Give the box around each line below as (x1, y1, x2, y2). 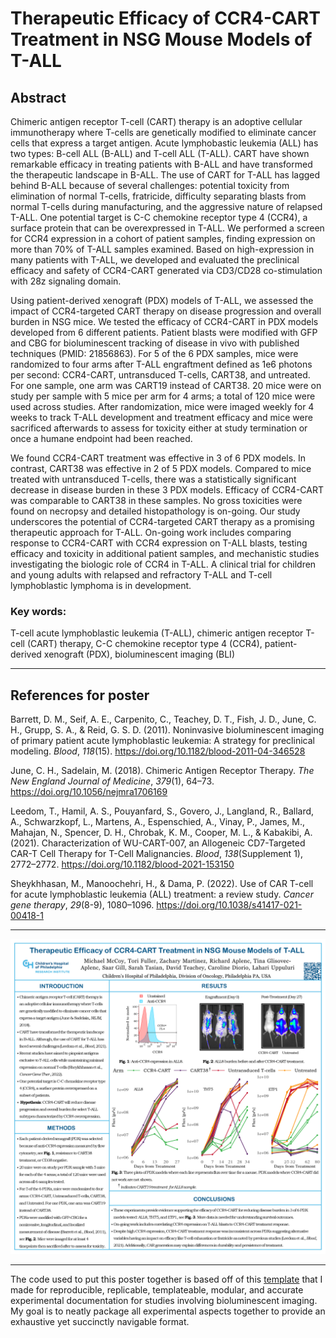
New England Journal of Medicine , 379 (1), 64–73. (10, 775, 215, 787)
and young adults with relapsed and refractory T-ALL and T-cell (10, 569, 273, 581)
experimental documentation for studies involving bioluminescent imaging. (10, 1295, 318, 1307)
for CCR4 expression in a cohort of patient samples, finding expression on (10, 233, 316, 244)
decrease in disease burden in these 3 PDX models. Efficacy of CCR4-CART (10, 484, 325, 496)
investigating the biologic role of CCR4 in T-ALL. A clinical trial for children (10, 558, 317, 570)
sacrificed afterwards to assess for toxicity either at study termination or (10, 422, 308, 434)
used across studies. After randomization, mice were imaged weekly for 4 (10, 401, 315, 412)
